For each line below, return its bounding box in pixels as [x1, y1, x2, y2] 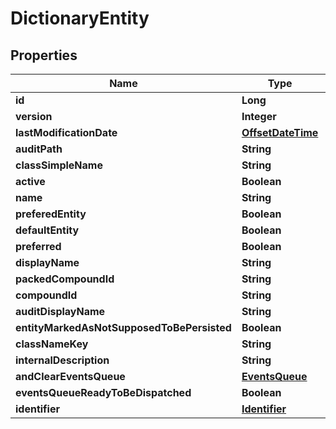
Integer [241, 110, 277, 123]
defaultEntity [15, 223, 80, 237]
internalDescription [15, 353, 110, 367]
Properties [10, 47, 78, 64]
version [15, 110, 53, 123]
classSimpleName [15, 158, 103, 172]
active [15, 175, 46, 188]
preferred [15, 240, 62, 253]
